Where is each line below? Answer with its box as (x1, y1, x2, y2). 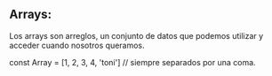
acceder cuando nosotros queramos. (9, 40, 145, 50)
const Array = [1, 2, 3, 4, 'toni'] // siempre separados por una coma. (9, 57, 256, 67)
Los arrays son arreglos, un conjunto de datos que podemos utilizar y (9, 30, 264, 41)
